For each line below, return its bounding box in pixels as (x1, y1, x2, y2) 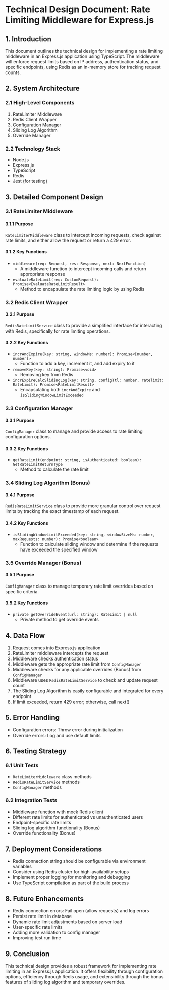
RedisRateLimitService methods (12, 779, 80, 785)
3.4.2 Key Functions (5, 520, 49, 526)
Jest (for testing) (12, 178, 48, 184)
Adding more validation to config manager (12, 929, 100, 936)
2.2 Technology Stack (5, 145, 61, 152)
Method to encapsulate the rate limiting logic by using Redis (20, 286, 145, 292)
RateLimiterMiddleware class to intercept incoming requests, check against (5, 232, 161, 238)
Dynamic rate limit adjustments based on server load (12, 919, 123, 925)
